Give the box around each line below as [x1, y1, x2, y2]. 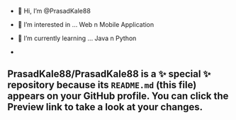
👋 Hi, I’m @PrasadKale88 [17, 7, 91, 15]
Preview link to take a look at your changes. [7, 101, 203, 113]
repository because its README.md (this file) [7, 79, 197, 91]
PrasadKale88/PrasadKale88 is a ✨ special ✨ [7, 68, 211, 80]
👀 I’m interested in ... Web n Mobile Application [17, 20, 154, 28]
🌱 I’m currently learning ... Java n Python [17, 34, 137, 42]
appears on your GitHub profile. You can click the [7, 90, 229, 102]
